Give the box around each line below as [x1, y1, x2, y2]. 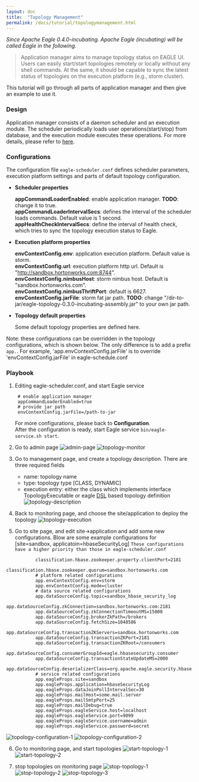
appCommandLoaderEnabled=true [17, 399, 92, 405]
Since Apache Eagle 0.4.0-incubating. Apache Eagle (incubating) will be [6, 36, 184, 43]
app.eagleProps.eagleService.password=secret [35, 723, 150, 729]
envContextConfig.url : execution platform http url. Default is [14, 262, 164, 270]
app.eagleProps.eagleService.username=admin [35, 718, 147, 724]
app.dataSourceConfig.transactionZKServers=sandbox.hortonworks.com [6, 630, 179, 636]
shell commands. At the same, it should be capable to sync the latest [20, 67, 189, 74]
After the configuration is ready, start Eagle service [14, 426, 140, 433]
